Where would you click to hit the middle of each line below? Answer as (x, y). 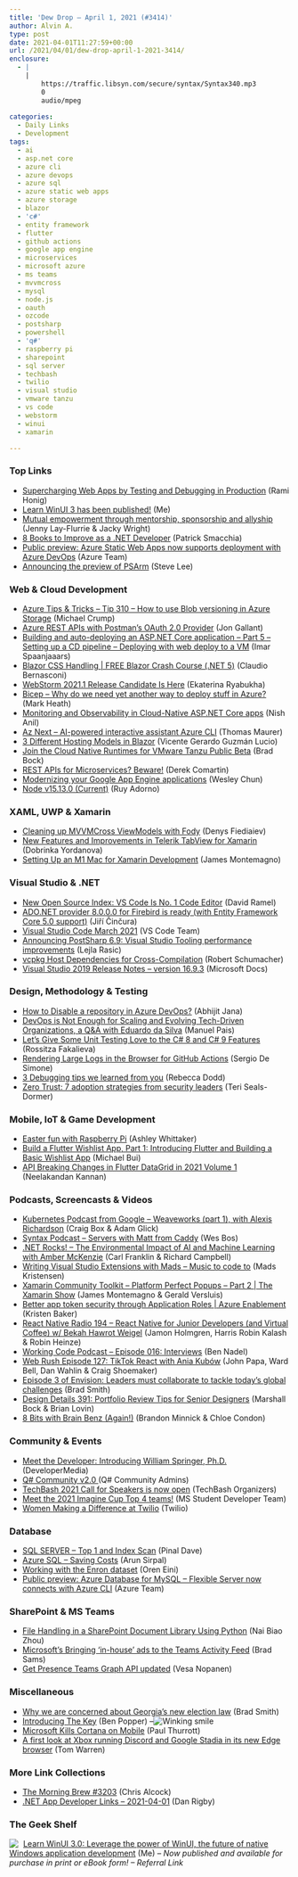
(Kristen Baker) (50, 1314)
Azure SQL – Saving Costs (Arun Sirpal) (94, 1560)
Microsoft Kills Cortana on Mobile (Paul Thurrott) (111, 1730)
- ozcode (33, 316)
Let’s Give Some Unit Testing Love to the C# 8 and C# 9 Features (141, 1039)
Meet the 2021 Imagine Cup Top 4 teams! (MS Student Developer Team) (154, 1498)
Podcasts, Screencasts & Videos (81, 1200)
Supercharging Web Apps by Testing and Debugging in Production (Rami (156, 490)
